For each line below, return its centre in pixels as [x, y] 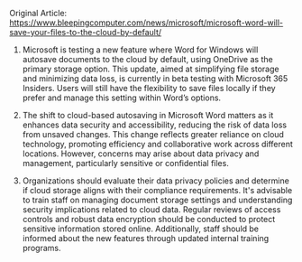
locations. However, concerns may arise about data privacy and [141, 154]
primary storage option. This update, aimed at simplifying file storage [151, 69]
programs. [41, 248]
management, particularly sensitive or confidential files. [126, 163]
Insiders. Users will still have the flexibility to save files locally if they [149, 88]
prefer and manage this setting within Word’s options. [122, 98]
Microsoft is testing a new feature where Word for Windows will [140, 50]
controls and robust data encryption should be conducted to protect [149, 219]
